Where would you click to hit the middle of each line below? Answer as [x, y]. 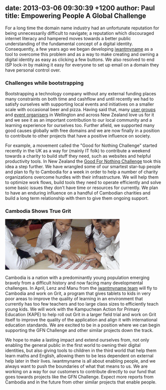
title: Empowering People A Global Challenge [76, 16]
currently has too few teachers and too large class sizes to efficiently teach [82, 304]
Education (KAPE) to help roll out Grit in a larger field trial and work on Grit [81, 315]
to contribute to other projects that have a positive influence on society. [78, 136]
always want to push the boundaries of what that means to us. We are [76, 366]
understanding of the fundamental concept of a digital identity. [69, 44]
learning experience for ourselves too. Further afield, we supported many [80, 126]
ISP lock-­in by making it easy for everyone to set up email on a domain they [82, 65]
